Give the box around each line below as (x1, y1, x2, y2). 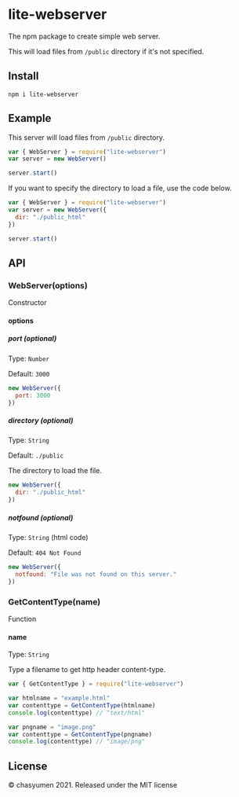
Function (8, 614, 37, 623)
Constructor (8, 298, 47, 307)
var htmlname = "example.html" (8, 694, 110, 702)
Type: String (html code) (8, 533, 89, 542)
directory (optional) (8, 416, 74, 425)
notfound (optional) (8, 512, 74, 522)
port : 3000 (15, 391, 51, 399)
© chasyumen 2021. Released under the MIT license (8, 780, 178, 790)
